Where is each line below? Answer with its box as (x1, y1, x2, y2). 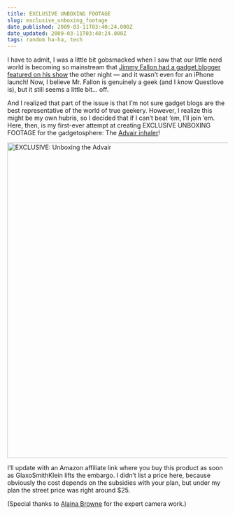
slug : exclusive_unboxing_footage (7, 17, 108, 24)
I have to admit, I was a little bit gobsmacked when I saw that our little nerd (7, 55, 222, 64)
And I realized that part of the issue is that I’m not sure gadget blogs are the (7, 99, 225, 107)
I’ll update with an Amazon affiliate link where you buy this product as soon (7, 464, 223, 472)
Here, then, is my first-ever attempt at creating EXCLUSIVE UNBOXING (7, 121, 211, 130)
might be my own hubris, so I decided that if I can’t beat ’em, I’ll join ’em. (7, 114, 215, 123)
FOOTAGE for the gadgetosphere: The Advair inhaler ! (7, 129, 161, 137)
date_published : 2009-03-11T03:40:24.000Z (7, 23, 133, 30)
